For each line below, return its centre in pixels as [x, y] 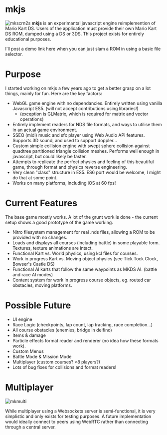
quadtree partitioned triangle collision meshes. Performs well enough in [86, 151]
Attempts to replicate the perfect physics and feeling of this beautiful [83, 162]
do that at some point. [35, 177]
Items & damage [29, 335]
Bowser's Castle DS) [33, 264]
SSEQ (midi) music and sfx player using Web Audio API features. [79, 135]
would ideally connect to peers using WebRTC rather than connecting [77, 421]
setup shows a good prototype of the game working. [59, 222]
